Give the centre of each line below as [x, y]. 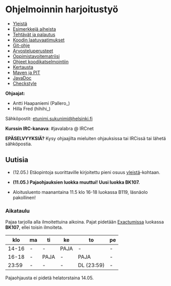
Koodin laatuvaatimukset [39, 40]
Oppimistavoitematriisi [36, 56]
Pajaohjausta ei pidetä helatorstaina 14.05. [50, 278]
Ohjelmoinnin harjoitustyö [62, 9]
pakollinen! [24, 197]
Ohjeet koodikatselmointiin [41, 61]
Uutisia [17, 160]
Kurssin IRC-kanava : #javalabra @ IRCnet [50, 128]
